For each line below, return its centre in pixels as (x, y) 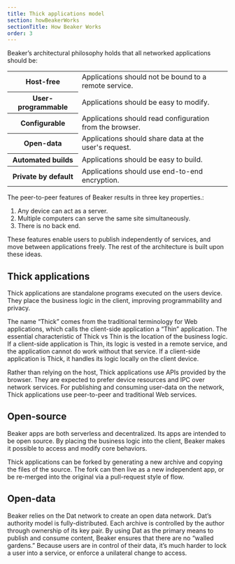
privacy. (19, 308)
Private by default (43, 176)
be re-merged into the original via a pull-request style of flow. (96, 477)
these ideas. (25, 254)
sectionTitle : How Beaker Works (54, 27)
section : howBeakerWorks (43, 20)
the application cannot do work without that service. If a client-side (104, 351)
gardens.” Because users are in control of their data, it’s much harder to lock (117, 545)
